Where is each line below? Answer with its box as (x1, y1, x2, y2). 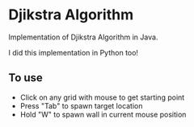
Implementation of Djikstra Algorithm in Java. (8, 32, 158, 42)
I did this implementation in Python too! (8, 47, 139, 57)
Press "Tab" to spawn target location (19, 100, 143, 110)
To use (8, 71, 43, 85)
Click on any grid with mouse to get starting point (19, 92, 185, 102)
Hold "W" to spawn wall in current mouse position (19, 109, 187, 119)
